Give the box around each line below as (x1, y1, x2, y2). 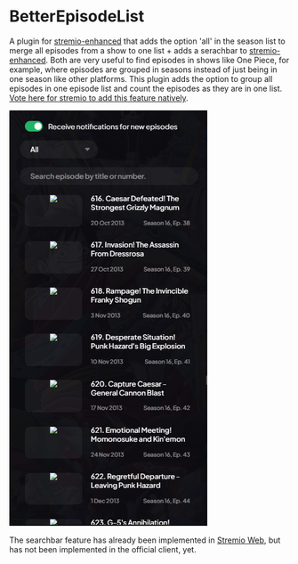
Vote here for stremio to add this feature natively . (9, 92, 189, 103)
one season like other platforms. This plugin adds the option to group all (9, 73, 273, 84)
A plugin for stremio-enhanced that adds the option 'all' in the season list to (9, 36, 286, 46)
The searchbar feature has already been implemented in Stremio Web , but (9, 535, 281, 545)
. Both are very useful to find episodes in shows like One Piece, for (45, 54, 290, 65)
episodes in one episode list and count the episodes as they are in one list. (9, 83, 283, 94)
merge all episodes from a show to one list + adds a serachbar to (9, 45, 247, 55)
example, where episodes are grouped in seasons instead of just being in (9, 64, 278, 75)
